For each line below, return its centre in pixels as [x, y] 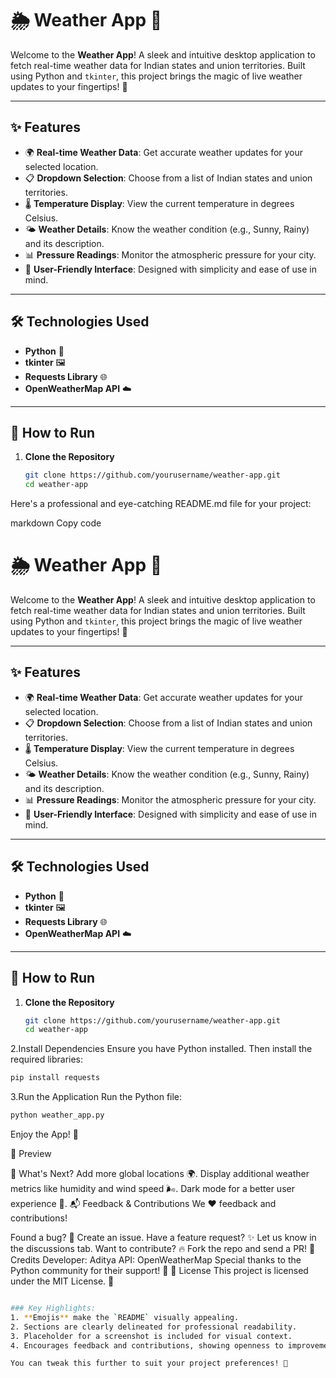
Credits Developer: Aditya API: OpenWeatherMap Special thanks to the [156, 1260]
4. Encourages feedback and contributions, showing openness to [147, 1345]
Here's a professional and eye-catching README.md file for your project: [161, 504]
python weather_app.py [57, 1115]
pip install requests [55, 1078]
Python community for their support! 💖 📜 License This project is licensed [159, 1270]
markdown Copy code [56, 523]
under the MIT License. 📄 [62, 1281]
